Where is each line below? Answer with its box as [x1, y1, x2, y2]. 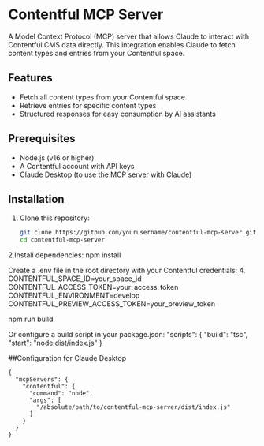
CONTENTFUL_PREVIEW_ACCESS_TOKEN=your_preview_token [8, 299, 215, 309]
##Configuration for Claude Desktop [8, 354, 127, 363]
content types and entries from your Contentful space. [8, 48, 185, 58]
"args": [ [28, 396, 61, 404]
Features [8, 71, 53, 84]
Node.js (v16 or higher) [19, 152, 95, 163]
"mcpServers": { [15, 376, 69, 384]
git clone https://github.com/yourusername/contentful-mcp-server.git [19, 229, 257, 237]
